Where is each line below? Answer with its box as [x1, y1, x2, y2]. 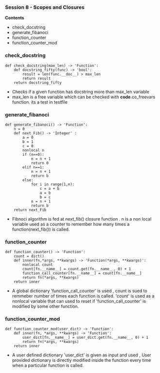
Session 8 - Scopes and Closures [5, 4, 85, 11]
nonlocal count [22, 262, 53, 267]
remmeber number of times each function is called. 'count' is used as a [12, 293, 155, 299]
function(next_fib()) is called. [12, 226, 70, 232]
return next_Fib [14, 207, 47, 212]
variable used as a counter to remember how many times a [12, 221, 130, 227]
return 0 [31, 160, 49, 166]
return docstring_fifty [14, 80, 62, 85]
